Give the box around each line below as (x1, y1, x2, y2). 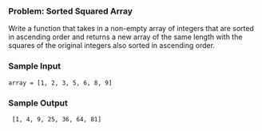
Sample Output (8, 97, 68, 109)
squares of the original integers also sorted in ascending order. (8, 41, 216, 50)
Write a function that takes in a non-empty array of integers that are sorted (8, 24, 254, 34)
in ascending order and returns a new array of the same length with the (8, 32, 243, 42)
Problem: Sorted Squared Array (8, 6, 133, 17)
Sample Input (8, 61, 62, 72)
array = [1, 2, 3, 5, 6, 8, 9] (8, 78, 113, 87)
